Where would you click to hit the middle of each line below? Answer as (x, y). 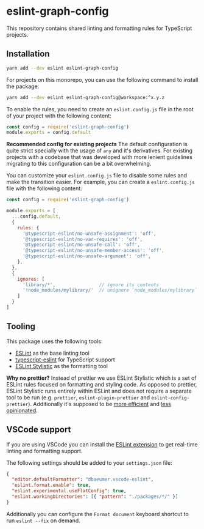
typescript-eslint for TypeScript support (65, 360)
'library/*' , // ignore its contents (91, 285)
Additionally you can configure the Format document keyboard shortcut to (97, 514)
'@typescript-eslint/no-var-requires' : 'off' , (83, 239)
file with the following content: (44, 188)
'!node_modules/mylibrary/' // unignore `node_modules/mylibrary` (110, 290)
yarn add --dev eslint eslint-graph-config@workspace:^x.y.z (86, 97)
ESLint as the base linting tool (52, 353)
